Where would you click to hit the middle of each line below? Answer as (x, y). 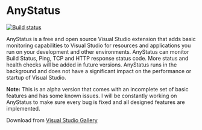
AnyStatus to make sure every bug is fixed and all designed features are (96, 102)
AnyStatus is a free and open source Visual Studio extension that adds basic (101, 39)
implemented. (23, 108)
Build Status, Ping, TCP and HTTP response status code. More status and (97, 58)
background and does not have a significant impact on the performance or (99, 71)
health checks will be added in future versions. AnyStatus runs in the (92, 65)
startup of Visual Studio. (36, 77)
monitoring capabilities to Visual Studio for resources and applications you (99, 45)
